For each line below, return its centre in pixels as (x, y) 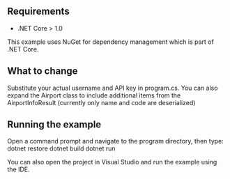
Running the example (54, 125)
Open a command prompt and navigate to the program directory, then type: (116, 141)
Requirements (38, 11)
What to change (43, 71)
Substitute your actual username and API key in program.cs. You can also (113, 88)
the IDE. (18, 169)
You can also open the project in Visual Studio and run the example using (112, 162)
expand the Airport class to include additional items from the (94, 95)
